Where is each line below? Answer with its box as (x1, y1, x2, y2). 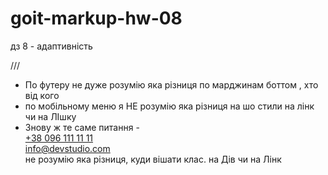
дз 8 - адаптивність (10, 40, 93, 52)
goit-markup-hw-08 (10, 7, 183, 30)
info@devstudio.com (24, 142, 111, 154)
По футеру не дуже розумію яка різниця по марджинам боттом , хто (24, 78, 319, 91)
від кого (24, 89, 60, 101)
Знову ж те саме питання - (24, 121, 140, 133)
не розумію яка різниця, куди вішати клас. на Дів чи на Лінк (24, 153, 282, 165)
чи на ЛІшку (24, 110, 77, 122)
